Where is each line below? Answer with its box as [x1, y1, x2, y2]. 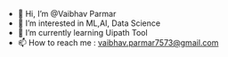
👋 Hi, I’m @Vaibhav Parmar [17, 9, 117, 19]
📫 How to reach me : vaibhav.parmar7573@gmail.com [17, 37, 219, 48]
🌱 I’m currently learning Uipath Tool [17, 28, 149, 37]
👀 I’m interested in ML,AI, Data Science [17, 18, 161, 28]
